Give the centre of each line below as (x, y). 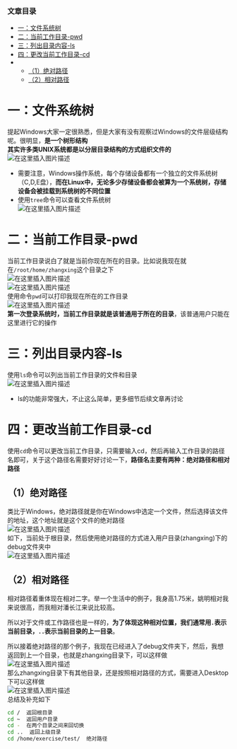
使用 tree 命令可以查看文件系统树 (64, 200)
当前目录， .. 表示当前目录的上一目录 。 (63, 631)
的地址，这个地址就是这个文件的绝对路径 (66, 520)
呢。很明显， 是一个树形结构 (48, 141)
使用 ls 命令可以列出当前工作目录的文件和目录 (72, 375)
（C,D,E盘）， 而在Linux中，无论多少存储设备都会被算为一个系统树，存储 (122, 182)
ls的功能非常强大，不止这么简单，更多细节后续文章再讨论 (100, 399)
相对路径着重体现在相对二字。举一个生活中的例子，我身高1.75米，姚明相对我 (118, 598)
